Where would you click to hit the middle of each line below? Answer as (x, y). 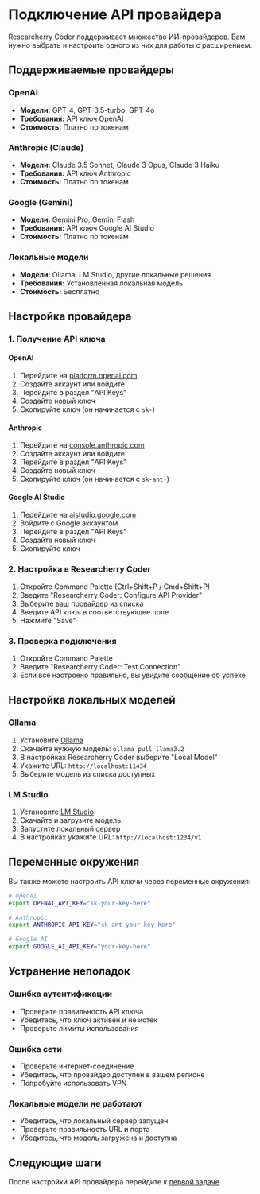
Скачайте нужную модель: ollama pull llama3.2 (102, 748)
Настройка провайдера (70, 316)
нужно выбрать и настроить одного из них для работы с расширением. (130, 45)
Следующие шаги (55, 1163)
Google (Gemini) (41, 202)
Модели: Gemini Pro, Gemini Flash (77, 219)
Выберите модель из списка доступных (87, 773)
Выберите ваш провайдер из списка (81, 603)
